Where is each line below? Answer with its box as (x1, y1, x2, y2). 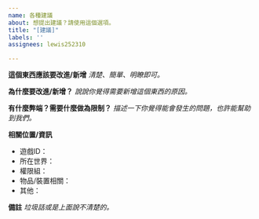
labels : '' (8, 33, 44, 42)
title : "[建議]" (8, 26, 59, 34)
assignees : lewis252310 (8, 41, 86, 49)
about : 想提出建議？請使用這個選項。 (8, 19, 115, 27)
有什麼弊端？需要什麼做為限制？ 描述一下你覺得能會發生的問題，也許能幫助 (8, 104, 251, 113)
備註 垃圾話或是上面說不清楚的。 (8, 203, 114, 212)
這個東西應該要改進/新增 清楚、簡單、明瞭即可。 (8, 70, 165, 79)
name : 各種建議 (8, 11, 53, 20)
